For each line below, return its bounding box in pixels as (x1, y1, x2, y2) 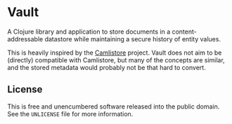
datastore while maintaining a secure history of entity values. (44, 34, 221, 43)
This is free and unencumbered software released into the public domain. (7, 102, 220, 111)
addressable (7, 34, 44, 43)
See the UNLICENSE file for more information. (7, 109, 134, 118)
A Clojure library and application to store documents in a (7, 27, 171, 36)
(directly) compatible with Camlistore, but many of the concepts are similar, (7, 55, 225, 64)
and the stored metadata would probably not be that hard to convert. (7, 63, 206, 71)
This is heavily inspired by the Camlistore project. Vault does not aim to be (7, 48, 222, 57)
